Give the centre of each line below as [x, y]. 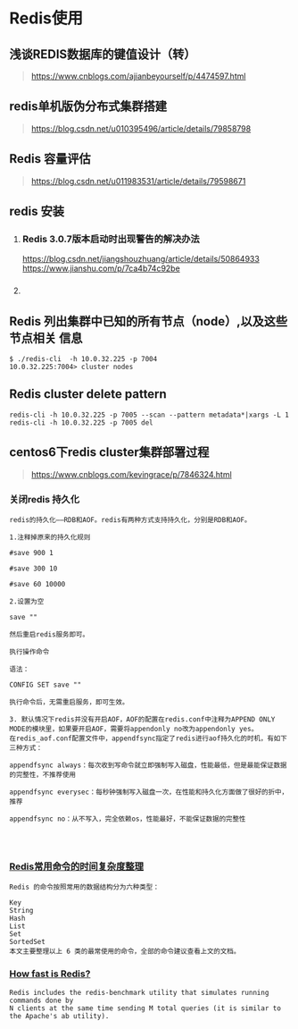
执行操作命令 [29, 652]
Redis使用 [46, 18]
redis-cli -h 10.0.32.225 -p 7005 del [81, 422]
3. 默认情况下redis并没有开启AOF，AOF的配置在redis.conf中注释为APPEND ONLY [142, 719]
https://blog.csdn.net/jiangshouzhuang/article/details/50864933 [141, 259]
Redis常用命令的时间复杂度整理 [77, 866]
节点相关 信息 [46, 337]
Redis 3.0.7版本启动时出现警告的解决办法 [111, 239]
